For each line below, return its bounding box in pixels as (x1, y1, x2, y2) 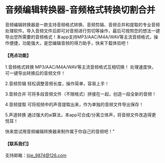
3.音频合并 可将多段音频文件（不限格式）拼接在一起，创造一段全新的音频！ (5, 91, 157, 97)
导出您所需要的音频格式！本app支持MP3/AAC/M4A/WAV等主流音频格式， (5, 34, 154, 40)
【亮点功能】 (5, 52, 31, 58)
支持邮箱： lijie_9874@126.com (5, 153, 67, 159)
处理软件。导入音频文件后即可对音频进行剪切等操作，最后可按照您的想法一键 (5, 27, 160, 33)
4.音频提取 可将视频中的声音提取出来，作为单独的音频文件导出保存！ (5, 102, 144, 108)
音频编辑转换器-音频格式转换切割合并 (5, 4, 156, 16)
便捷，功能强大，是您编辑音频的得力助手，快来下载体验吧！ (9, 40, 130, 46)
